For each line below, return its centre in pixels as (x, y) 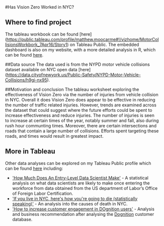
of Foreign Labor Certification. (43, 193)
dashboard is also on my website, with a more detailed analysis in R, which (80, 50)
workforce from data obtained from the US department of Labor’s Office (85, 188)
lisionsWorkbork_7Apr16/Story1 (36, 44)
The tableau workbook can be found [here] (48, 34)
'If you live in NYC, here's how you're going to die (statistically (75, 198)
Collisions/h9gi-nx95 (26, 80)
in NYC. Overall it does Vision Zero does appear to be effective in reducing (80, 100)
